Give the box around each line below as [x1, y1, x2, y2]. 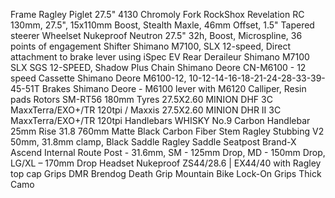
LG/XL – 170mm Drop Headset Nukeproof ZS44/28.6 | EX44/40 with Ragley [10, 157, 322, 169]
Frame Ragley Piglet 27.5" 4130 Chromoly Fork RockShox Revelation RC [10, 9, 305, 20]
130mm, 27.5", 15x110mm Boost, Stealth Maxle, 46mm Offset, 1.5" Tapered [10, 19, 315, 31]
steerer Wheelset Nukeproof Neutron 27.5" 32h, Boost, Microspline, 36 [10, 30, 303, 41]
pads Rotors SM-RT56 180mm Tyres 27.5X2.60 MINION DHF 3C [10, 94, 273, 105]
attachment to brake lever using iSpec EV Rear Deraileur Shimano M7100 [10, 51, 310, 63]
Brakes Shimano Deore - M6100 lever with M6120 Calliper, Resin [41, 83, 307, 94]
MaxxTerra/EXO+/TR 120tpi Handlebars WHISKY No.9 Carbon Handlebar [10, 115, 311, 126]
